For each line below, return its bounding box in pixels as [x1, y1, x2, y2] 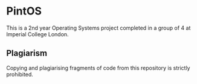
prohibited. [6, 71, 33, 78]
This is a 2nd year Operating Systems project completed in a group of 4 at [6, 24, 191, 31]
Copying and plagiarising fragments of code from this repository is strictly [6, 64, 190, 71]
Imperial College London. [6, 30, 69, 37]
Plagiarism [6, 48, 47, 59]
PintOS [6, 4, 42, 18]
